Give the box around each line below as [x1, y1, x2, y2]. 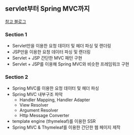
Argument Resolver [19, 107, 59, 113]
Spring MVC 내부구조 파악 [12, 91, 63, 97]
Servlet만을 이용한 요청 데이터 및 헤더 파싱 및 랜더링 [12, 43, 112, 49]
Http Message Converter [19, 112, 69, 118]
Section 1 [5, 31, 27, 38]
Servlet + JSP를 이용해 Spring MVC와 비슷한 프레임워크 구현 [12, 61, 130, 67]
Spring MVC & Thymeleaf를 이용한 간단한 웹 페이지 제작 [12, 124, 121, 131]
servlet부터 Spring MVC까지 [5, 4, 90, 13]
